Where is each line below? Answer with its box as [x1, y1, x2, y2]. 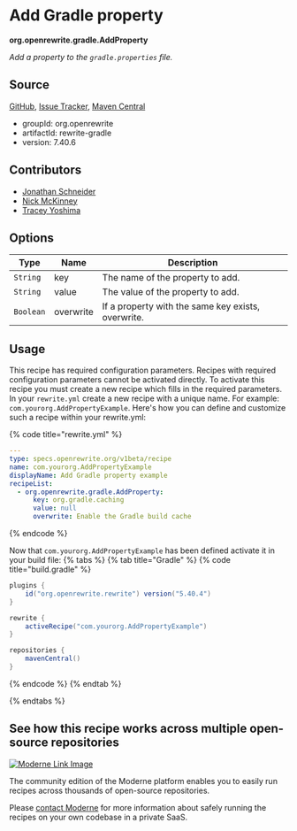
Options [9, 230, 55, 245]
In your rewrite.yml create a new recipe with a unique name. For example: [9, 393, 280, 404]
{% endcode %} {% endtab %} [9, 678, 122, 689]
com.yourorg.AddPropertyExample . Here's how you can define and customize [9, 403, 286, 413]
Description [167, 257, 218, 269]
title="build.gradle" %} [9, 564, 91, 575]
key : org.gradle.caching [32, 496, 125, 504]
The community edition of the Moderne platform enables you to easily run [9, 775, 278, 786]
